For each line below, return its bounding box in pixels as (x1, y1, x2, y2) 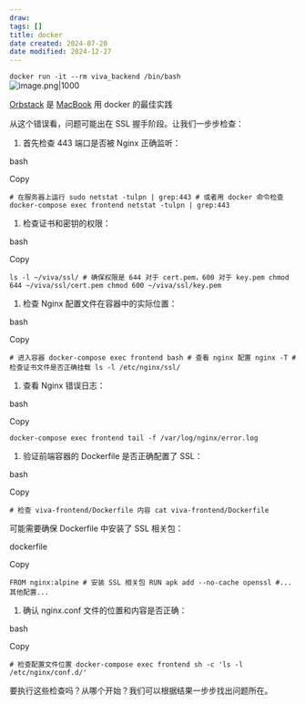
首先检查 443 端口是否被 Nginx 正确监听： (22, 138, 181, 148)
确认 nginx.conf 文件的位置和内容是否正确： (22, 605, 188, 616)
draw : (9, 13, 30, 23)
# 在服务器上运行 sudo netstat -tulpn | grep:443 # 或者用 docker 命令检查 (9, 193, 284, 202)
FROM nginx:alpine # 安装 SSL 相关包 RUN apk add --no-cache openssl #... (9, 578, 293, 587)
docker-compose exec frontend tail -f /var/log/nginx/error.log (9, 434, 259, 443)
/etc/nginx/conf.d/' (9, 668, 88, 678)
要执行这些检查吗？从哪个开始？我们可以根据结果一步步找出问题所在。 (9, 685, 273, 697)
